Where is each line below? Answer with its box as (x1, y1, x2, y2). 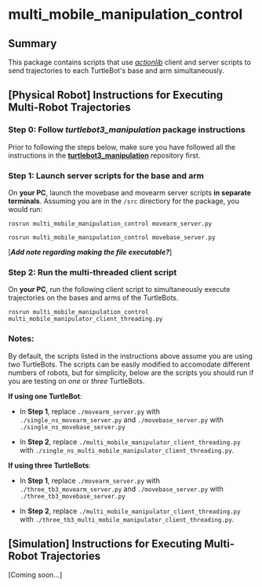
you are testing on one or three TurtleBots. (8, 376, 145, 385)
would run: (8, 204, 43, 213)
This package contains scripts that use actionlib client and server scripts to (8, 57, 251, 67)
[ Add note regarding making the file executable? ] (8, 247, 173, 257)
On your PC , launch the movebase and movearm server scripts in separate (8, 188, 252, 197)
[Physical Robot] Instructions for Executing (8, 89, 224, 102)
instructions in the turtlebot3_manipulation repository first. (8, 151, 201, 160)
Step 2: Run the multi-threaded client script (8, 267, 177, 278)
